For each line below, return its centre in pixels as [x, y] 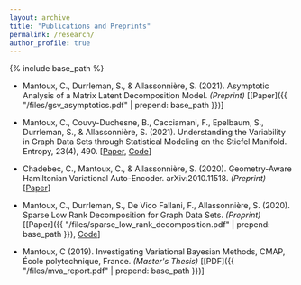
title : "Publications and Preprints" [80, 26]
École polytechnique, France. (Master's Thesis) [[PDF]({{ [128, 262]
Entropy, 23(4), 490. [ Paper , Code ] [87, 152]
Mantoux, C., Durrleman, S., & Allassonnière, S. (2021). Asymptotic [146, 86]
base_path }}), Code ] [61, 234]
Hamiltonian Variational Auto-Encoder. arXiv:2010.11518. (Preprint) [144, 179]
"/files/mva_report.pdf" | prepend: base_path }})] [113, 271]
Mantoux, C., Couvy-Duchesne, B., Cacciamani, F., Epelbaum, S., [143, 123]
